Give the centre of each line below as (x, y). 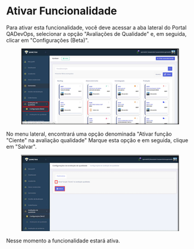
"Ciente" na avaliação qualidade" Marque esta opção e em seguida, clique (97, 140)
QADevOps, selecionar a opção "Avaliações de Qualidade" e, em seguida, (96, 33)
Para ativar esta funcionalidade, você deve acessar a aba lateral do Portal (96, 27)
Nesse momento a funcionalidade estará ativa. (63, 241)
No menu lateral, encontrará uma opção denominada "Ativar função (89, 134)
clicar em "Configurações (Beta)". (48, 40)
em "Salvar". (21, 147)
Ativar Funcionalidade (62, 11)
